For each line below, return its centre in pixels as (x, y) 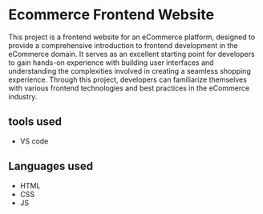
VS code (34, 141)
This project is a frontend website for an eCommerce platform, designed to (132, 37)
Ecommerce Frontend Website (111, 15)
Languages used (51, 166)
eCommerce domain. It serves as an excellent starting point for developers (131, 54)
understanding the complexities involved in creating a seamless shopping (129, 71)
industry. (23, 96)
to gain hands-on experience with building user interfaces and (111, 63)
